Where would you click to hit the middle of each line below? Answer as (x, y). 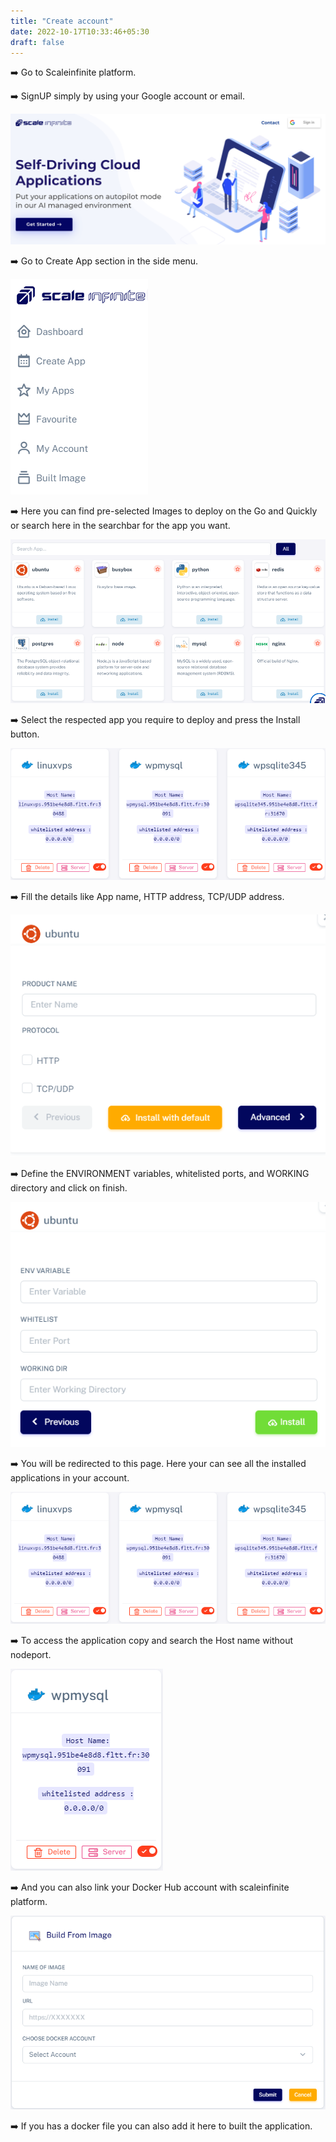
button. (25, 734)
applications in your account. (70, 1478)
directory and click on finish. (69, 1187)
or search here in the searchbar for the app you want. (120, 526)
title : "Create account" (62, 21)
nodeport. (31, 1655)
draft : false (37, 42)
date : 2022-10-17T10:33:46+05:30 (80, 31)
